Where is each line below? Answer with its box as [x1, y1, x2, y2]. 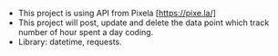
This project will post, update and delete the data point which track [17, 17, 270, 28]
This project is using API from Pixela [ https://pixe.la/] [17, 8, 217, 18]
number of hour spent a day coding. [17, 27, 154, 37]
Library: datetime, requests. [17, 36, 123, 47]
